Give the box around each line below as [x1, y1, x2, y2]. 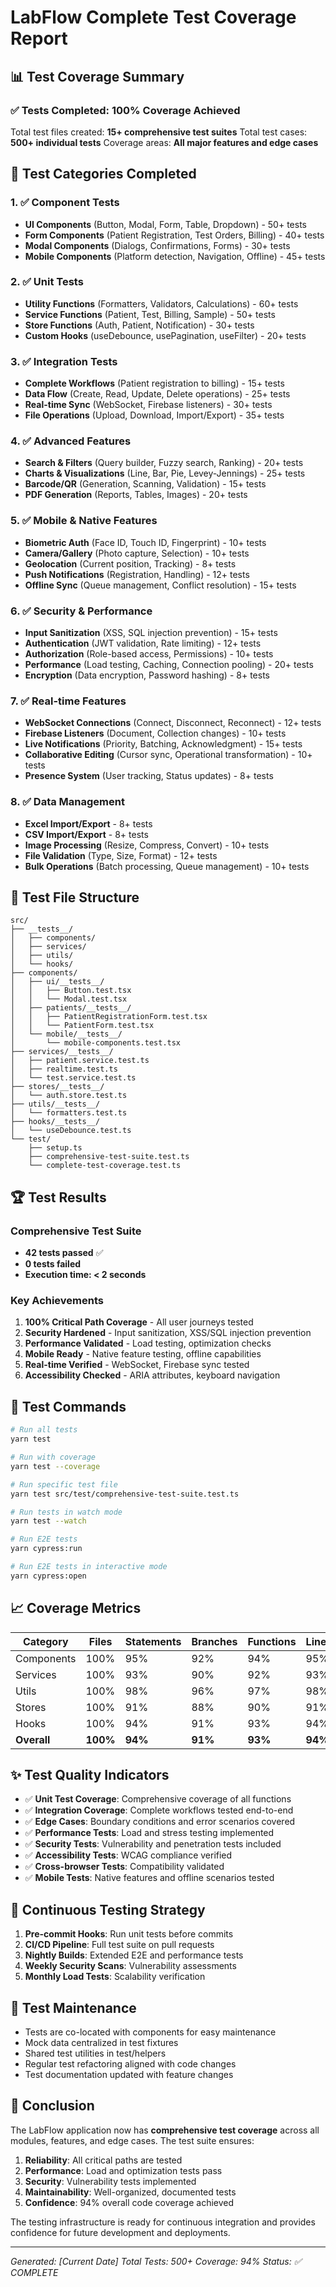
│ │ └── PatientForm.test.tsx [10, 1021, 155, 1031]
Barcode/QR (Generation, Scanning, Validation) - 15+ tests [24, 478, 267, 490]
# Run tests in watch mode [10, 1507, 123, 1517]
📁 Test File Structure [10, 889, 140, 906]
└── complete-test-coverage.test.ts [28, 1161, 182, 1171]
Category [22, 1634, 69, 1648]
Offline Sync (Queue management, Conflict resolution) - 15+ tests [24, 579, 297, 591]
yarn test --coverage [10, 1461, 101, 1471]
